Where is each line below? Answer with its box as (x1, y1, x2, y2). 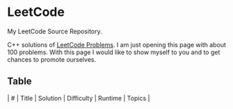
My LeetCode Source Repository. (7, 27, 102, 35)
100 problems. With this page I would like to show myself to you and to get (7, 48, 220, 56)
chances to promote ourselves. (7, 55, 97, 63)
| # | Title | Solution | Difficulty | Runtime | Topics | (7, 94, 150, 102)
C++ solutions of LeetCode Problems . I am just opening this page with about (7, 40, 226, 49)
